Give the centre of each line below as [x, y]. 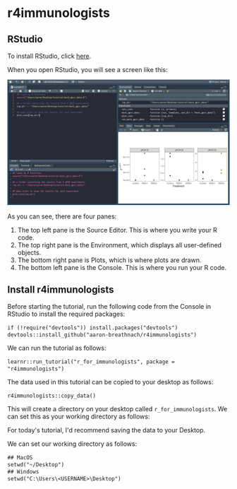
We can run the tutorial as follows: [57, 348]
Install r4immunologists [61, 289]
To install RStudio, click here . [49, 56]
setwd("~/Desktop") [36, 465]
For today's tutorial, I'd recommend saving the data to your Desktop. [107, 430]
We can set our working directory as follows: [72, 444]
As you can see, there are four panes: [62, 216]
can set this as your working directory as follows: [79, 417]
